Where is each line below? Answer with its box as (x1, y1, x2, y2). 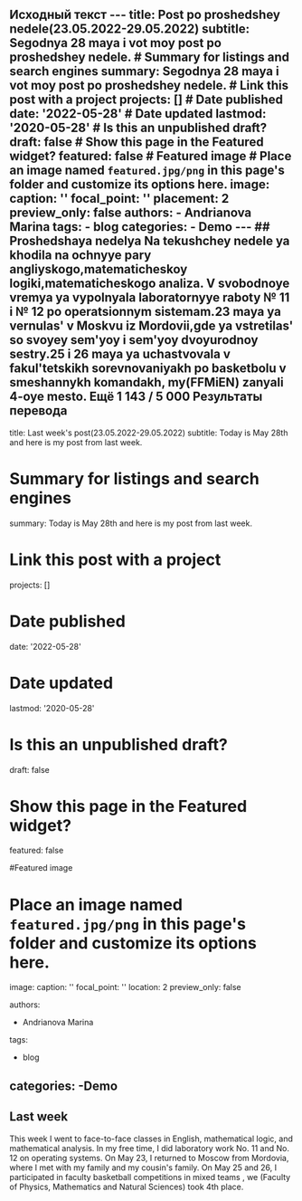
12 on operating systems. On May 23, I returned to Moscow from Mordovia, (9, 1152, 289, 1163)
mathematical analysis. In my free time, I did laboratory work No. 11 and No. (9, 1142, 289, 1153)
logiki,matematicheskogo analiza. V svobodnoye (9, 276, 290, 291)
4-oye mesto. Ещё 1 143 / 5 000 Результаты (9, 389, 263, 405)
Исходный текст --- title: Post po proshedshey (9, 7, 280, 23)
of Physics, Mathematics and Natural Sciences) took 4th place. (9, 1181, 244, 1192)
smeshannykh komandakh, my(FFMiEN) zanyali (9, 375, 284, 390)
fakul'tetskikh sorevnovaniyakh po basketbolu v (9, 361, 287, 377)
